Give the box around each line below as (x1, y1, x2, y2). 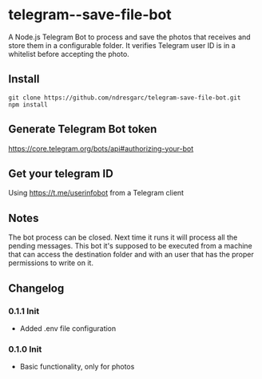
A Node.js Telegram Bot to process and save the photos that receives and (8, 32, 251, 42)
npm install (8, 100, 48, 109)
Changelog (8, 281, 65, 295)
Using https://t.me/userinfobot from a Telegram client (8, 188, 185, 198)
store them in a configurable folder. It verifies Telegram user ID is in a (8, 40, 236, 50)
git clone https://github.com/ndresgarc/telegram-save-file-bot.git (8, 94, 241, 102)
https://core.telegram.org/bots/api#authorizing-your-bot (8, 143, 194, 153)
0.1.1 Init (8, 305, 40, 317)
